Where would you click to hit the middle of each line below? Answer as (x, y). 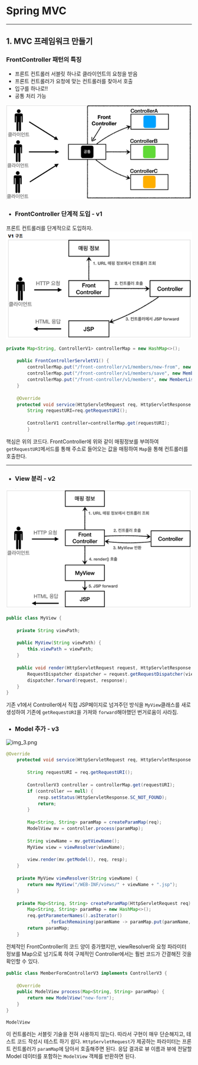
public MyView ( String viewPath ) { (59, 643)
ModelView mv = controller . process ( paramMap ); (85, 829)
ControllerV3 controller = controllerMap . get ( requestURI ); (101, 785)
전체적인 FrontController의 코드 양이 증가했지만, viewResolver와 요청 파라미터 (96, 946)
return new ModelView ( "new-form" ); (71, 998)
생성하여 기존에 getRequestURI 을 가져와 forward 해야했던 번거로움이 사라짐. (92, 712)
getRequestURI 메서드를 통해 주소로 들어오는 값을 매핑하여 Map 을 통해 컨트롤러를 (97, 449)
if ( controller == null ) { (60, 791)
